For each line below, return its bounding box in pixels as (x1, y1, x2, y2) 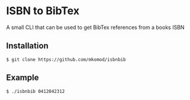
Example (6, 73, 39, 83)
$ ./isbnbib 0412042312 (6, 88, 65, 94)
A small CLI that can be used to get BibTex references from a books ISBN (6, 24, 185, 31)
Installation (6, 41, 49, 51)
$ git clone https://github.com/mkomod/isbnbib (6, 56, 126, 63)
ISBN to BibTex (6, 4, 80, 18)
